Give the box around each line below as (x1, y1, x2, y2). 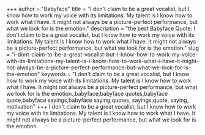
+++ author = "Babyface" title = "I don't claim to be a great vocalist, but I (6, 6, 190, 12)
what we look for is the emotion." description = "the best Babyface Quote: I (6, 25, 196, 32)
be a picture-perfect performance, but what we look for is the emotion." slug (6, 44, 199, 52)
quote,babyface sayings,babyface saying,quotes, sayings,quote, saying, (6, 96, 189, 104)
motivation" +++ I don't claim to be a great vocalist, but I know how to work (6, 103, 196, 110)
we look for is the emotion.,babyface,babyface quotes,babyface (6, 90, 168, 97)
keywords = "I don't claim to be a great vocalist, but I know (41, 71, 190, 77)
